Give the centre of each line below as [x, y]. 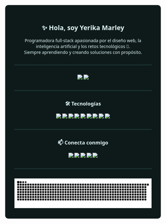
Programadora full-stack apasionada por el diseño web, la [83, 40]
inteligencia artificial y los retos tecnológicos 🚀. [83, 46]
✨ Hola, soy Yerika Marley [83, 28]
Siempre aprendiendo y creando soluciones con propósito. [83, 52]
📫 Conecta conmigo [83, 143]
